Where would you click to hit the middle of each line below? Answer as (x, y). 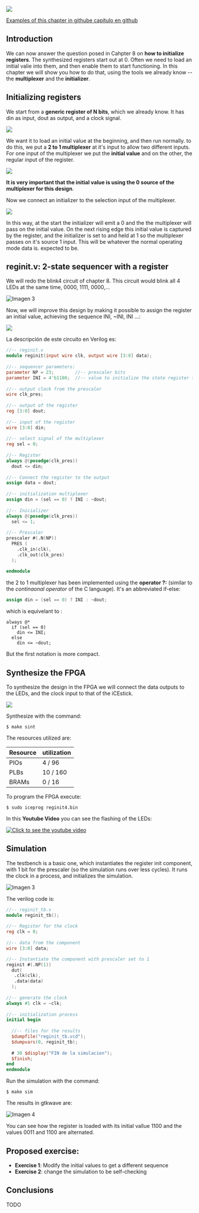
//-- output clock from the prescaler (54, 389)
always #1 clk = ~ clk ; (34, 1003)
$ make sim (20, 1092)
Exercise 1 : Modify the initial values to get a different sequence (92, 1165)
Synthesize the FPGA (46, 673)
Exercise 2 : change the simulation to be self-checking (81, 1172)
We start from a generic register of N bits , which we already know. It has (95, 111)
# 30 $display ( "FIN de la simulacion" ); (62, 1053)
